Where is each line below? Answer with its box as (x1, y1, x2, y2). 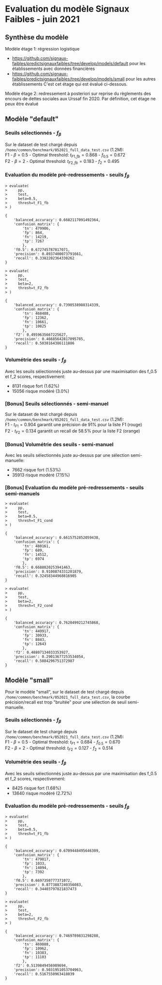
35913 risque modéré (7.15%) (12, 472, 70, 478)
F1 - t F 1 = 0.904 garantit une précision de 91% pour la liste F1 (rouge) (5, 421, 143, 429)
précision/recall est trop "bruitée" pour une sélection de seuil (5, 699, 127, 705)
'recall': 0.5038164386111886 (14, 341, 75, 346)
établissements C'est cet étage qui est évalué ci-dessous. (12, 81, 128, 87)
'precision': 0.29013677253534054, (14, 655, 86, 659)
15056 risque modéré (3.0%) (12, 388, 70, 394)
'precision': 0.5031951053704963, (14, 968, 83, 972)
